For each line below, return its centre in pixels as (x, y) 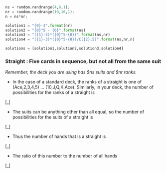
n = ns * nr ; (16, 16)
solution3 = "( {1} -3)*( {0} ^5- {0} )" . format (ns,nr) (58, 35)
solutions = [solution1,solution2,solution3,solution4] (64, 48)
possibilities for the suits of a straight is (53, 117)
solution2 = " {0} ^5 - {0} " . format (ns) (45, 30)
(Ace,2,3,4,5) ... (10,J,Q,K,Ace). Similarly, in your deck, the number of (83, 87)
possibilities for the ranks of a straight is (53, 92)
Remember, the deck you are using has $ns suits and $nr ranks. (71, 72)
